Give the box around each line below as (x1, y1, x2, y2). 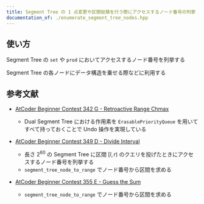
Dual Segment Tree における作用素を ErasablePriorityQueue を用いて (24, 118, 199, 125)
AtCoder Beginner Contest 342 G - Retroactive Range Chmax (15, 105, 169, 113)
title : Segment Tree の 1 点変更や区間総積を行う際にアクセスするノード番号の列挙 (6, 9, 196, 15)
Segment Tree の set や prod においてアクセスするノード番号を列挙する (6, 56, 186, 64)
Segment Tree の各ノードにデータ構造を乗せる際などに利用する (6, 69, 166, 76)
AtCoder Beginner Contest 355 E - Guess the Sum (15, 178, 141, 185)
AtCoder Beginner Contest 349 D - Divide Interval (15, 138, 140, 145)
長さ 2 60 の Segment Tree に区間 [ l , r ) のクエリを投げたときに (24, 150, 178, 158)
